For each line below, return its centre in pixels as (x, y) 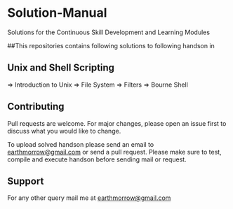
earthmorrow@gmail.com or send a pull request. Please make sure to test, (115, 152)
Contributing (36, 107)
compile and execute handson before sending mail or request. (97, 159)
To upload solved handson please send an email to (81, 144)
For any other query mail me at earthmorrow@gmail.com (89, 198)
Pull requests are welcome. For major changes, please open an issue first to (117, 123)
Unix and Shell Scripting (61, 68)
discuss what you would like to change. (64, 131)
